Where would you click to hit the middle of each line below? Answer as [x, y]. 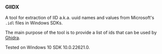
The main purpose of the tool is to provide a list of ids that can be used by [81, 33]
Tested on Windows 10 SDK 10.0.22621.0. [48, 48]
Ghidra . [13, 38]
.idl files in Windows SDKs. [34, 23]
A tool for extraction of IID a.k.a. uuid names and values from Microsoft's [80, 18]
